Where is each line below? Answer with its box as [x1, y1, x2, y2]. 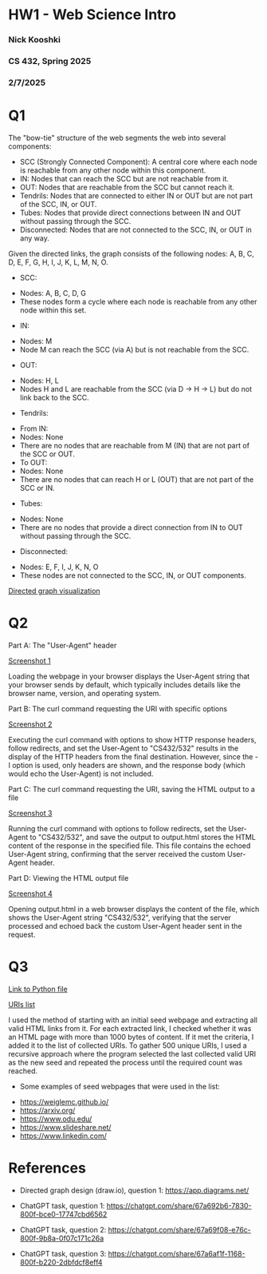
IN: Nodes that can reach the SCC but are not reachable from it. [19, 173, 230, 183]
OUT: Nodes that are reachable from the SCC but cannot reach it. [19, 182, 235, 192]
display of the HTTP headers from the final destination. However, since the [8, 751, 253, 761]
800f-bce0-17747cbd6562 [19, 1209, 108, 1219]
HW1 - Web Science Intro [8, 6, 177, 24]
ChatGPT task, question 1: [19, 1200, 105, 1210]
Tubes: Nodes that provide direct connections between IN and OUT [19, 208, 241, 217]
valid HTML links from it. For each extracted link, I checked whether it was [8, 1023, 252, 1033]
